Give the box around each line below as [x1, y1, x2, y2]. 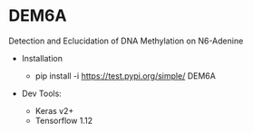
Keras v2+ [34, 105, 74, 116]
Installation [21, 52, 63, 63]
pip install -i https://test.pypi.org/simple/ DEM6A [34, 70, 217, 81]
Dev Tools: [21, 88, 63, 99]
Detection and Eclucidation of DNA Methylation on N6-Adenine [8, 35, 244, 46]
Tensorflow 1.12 [34, 115, 93, 126]
